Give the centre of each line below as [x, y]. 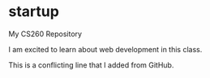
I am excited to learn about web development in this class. [105, 49]
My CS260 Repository [45, 34]
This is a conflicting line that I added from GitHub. [91, 65]
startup [34, 12]
